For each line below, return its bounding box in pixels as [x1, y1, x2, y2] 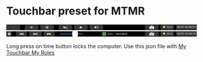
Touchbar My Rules [6, 49, 55, 57]
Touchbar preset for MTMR [6, 4, 145, 18]
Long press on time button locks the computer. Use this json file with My [6, 43, 187, 50]
